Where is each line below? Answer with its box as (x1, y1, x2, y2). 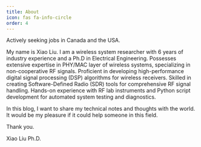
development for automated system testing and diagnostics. (6, 93, 156, 100)
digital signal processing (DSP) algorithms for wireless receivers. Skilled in (6, 74, 192, 82)
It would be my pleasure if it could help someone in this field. (6, 111, 158, 119)
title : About (6, 8, 39, 15)
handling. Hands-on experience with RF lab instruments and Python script (6, 87, 191, 94)
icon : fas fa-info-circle (6, 15, 71, 21)
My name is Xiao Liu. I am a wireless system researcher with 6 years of (6, 48, 183, 56)
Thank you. (6, 123, 35, 131)
